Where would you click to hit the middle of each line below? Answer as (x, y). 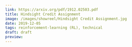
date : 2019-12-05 (23, 23)
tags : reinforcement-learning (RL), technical (54, 28)
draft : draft (19, 32)
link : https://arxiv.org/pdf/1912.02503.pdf (52, 10)
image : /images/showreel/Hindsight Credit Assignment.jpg (66, 19)
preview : (14, 37)
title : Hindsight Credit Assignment (43, 14)
